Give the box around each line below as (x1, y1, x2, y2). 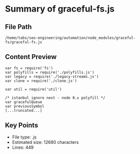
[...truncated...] (5, 108, 42, 113)
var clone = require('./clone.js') (5, 78, 77, 83)
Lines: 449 (12, 144, 34, 150)
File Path (5, 23, 32, 31)
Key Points (5, 121, 38, 129)
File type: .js (12, 134, 37, 140)
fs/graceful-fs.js (5, 40, 42, 45)
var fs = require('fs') (5, 65, 53, 71)
